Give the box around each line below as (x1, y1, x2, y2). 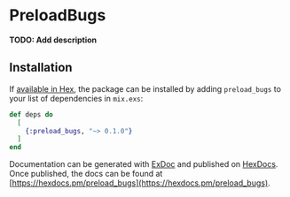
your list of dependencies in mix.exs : (9, 93, 144, 103)
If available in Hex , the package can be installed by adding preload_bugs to (9, 83, 282, 94)
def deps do (9, 110, 53, 119)
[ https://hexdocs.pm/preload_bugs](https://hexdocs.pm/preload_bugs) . (9, 178, 270, 188)
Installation (9, 60, 73, 75)
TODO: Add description (9, 34, 98, 45)
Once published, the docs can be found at (9, 169, 163, 179)
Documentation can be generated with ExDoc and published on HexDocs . (9, 159, 278, 170)
